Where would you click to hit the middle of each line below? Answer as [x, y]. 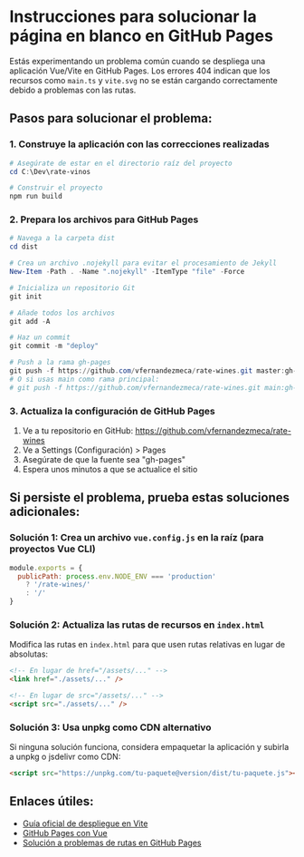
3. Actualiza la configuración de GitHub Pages [112, 411]
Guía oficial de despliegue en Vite [85, 823]
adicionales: [45, 512]
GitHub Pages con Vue [65, 833]
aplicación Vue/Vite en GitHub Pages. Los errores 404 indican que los [140, 71]
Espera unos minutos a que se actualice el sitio [110, 469]
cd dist [24, 247]
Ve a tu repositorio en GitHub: [78, 430]
